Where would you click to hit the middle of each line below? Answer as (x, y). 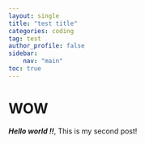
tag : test (25, 38)
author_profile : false (47, 46)
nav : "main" (43, 61)
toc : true (25, 69)
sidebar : (23, 53)
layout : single (34, 16)
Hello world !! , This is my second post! (73, 131)
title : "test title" (43, 23)
